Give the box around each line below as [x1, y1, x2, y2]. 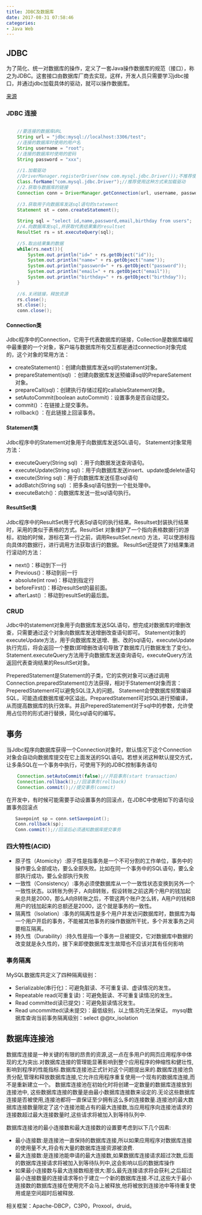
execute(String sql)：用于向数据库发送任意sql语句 [14, 474, 138, 481]
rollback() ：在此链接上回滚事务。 [14, 409, 99, 416]
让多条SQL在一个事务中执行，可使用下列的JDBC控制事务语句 [6, 761, 158, 768]
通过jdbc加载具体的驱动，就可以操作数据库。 [22, 80, 133, 87]
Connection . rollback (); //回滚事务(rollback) [17, 779, 127, 785]
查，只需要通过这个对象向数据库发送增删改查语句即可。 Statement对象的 [6, 629, 186, 636]
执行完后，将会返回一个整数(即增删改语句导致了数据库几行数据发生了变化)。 [6, 644, 195, 651]
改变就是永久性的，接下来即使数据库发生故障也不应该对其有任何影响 [14, 940, 184, 947]
